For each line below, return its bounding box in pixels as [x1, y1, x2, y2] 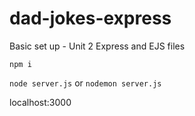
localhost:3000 [9, 96, 72, 108]
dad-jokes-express [9, 7, 172, 30]
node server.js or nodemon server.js [9, 77, 162, 89]
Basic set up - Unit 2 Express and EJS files [9, 40, 186, 52]
